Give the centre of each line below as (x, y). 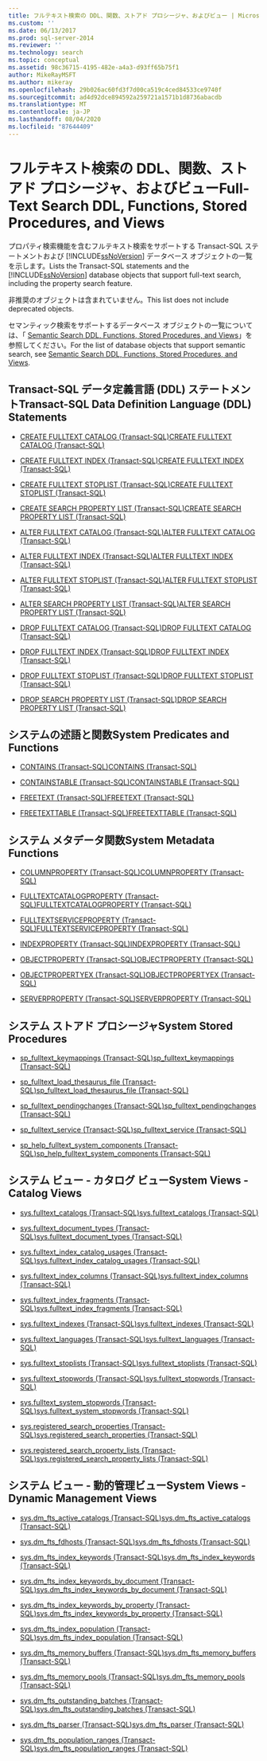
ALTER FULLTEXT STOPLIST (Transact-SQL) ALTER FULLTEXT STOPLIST (139, 580)
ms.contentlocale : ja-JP (49, 112)
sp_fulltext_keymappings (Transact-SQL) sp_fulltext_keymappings (127, 1058)
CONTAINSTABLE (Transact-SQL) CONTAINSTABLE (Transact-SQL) (130, 782)
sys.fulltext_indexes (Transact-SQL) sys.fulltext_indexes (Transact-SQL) (137, 1324)
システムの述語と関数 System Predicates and (119, 735)
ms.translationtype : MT (48, 104)
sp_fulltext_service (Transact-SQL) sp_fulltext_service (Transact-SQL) (133, 1129)
